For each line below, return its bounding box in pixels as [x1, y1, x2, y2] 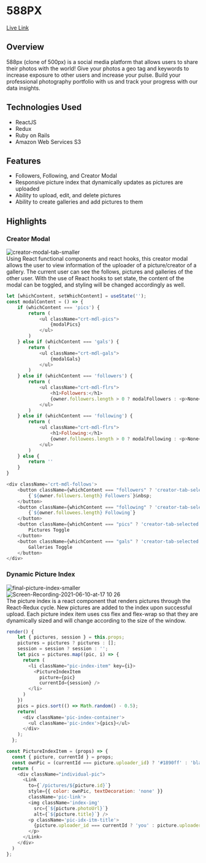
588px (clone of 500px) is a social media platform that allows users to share [6, 58, 198, 65]
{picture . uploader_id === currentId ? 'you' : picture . [33, 822, 180, 829]
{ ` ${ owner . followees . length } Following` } [28, 510, 136, 516]
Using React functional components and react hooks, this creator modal [6, 255, 188, 262]
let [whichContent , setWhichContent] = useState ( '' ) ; [6, 293, 147, 299]
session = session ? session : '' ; [17, 646, 109, 652]
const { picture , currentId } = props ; [12, 754, 114, 760]
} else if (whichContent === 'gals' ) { [17, 339, 120, 345]
